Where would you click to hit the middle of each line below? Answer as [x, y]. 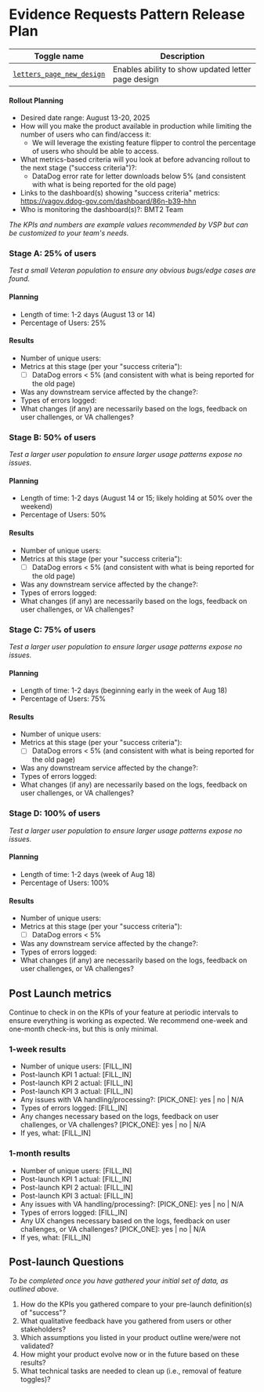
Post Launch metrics [60, 994]
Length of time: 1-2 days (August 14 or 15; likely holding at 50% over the [136, 498]
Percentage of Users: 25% [63, 323]
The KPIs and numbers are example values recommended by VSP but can [129, 225]
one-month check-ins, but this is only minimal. [84, 1029]
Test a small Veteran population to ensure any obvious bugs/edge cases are [132, 270]
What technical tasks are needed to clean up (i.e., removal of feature [131, 1371]
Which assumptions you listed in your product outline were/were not [130, 1338]
